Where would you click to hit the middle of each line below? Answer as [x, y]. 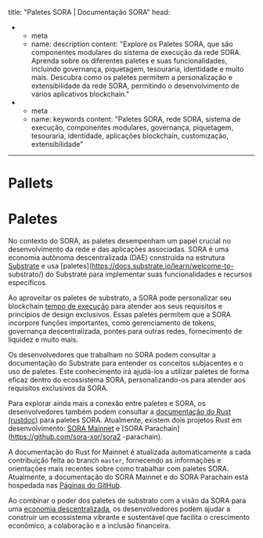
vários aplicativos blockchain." [80, 94]
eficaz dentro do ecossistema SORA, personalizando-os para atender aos [127, 380]
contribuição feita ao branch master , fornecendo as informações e [115, 460]
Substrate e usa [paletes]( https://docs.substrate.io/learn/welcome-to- [121, 266]
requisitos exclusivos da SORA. [58, 388]
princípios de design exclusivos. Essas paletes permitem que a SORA [119, 315]
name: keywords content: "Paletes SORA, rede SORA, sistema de [136, 119]
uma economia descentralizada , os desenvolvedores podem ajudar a [119, 509]
